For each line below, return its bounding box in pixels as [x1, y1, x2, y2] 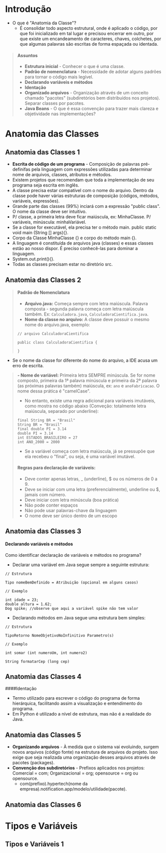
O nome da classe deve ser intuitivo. [12, 208, 87, 214]
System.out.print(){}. [12, 256, 55, 262]
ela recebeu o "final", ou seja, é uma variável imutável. [24, 453, 135, 459]
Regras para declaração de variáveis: [17, 465, 96, 471]
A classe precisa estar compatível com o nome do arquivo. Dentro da [12, 188, 154, 194]
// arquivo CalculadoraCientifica [17, 331, 89, 336]
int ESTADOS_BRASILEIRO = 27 [17, 435, 78, 440]
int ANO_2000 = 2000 [17, 439, 60, 445]
